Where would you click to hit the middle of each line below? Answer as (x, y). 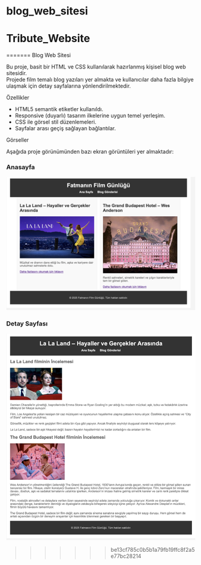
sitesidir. (16, 73)
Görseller (17, 140)
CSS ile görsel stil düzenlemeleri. (55, 122)
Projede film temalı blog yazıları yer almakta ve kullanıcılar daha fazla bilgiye (100, 80)
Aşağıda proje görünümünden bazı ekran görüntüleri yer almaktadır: (90, 152)
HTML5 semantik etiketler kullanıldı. (59, 109)
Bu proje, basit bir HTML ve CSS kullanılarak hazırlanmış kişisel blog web (96, 67)
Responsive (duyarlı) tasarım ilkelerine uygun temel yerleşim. (90, 116)
